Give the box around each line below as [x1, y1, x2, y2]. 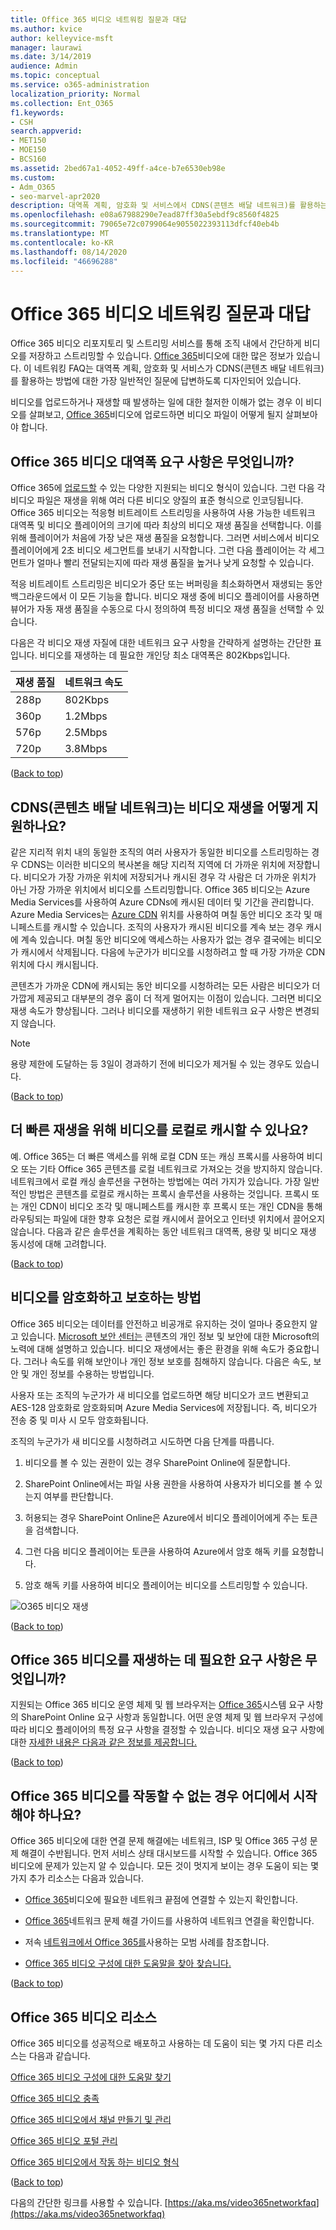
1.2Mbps [64, 709, 108, 723]
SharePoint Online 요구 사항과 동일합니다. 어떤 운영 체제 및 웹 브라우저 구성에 [20, 1711, 324, 1723]
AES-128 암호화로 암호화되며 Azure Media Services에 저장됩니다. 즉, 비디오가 [10, 1401, 318, 1413]
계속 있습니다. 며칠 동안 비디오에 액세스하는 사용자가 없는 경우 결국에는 [20, 933, 296, 945]
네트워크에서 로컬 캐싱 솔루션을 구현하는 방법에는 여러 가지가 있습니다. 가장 [10, 1175, 302, 1187]
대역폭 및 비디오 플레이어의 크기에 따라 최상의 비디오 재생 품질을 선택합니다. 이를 [10, 519, 323, 531]
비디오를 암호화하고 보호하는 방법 [10, 1289, 202, 1306]
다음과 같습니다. [28, 2050, 91, 2061]
